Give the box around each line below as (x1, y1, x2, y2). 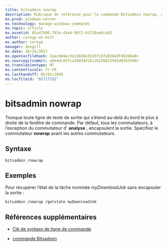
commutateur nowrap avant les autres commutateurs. (5, 130, 116, 136)
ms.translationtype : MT (5, 63, 55, 68)
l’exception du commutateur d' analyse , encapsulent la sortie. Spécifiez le (5, 125, 158, 131)
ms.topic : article (5, 26, 43, 31)
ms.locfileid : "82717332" (5, 77, 59, 82)
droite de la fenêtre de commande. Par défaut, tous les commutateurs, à (5, 120, 153, 126)
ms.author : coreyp (5, 40, 43, 45)
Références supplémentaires (5, 213, 97, 221)
